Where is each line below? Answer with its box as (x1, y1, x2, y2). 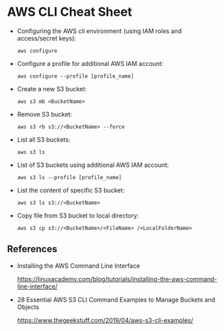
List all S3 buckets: (16, 135, 71, 144)
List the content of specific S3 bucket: (16, 186, 125, 194)
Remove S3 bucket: (16, 110, 73, 118)
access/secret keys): (16, 34, 77, 42)
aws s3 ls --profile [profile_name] (16, 174, 122, 181)
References (7, 243, 58, 255)
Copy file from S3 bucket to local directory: (16, 211, 139, 220)
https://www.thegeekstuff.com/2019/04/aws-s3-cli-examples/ (16, 316, 194, 324)
